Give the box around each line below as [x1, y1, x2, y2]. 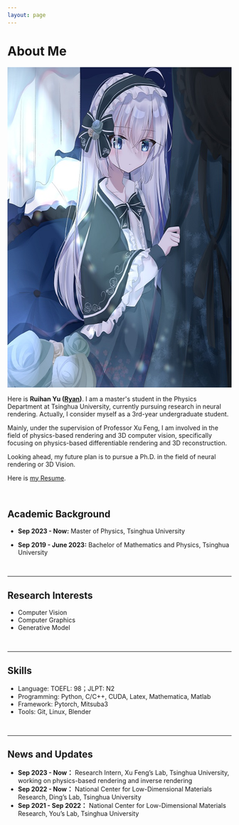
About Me [7, 43, 67, 59]
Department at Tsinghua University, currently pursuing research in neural [7, 402, 222, 411]
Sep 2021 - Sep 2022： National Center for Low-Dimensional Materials [17, 801, 226, 809]
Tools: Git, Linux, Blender [17, 708, 92, 715]
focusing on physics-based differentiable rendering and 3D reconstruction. [7, 438, 228, 447]
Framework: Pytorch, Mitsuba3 [17, 700, 109, 708]
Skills [7, 664, 32, 676]
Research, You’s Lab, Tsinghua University [17, 809, 139, 818]
